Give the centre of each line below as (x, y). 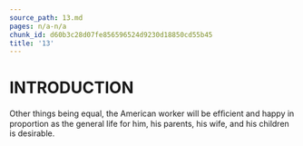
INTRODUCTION (72, 88)
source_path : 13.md (46, 18)
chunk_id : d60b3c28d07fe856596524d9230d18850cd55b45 (111, 34)
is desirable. (32, 133)
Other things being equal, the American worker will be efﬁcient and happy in (152, 113)
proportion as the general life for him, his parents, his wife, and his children (150, 124)
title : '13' (32, 43)
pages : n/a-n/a (38, 26)
